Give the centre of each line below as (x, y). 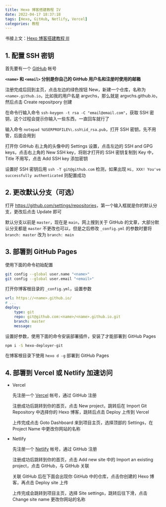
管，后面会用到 (20, 136)
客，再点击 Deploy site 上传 (40, 483)
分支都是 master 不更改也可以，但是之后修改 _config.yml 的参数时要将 (81, 228)
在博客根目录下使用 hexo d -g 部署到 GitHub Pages (57, 355)
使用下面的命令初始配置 (29, 264)
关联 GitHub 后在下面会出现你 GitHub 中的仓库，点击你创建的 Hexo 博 (83, 476)
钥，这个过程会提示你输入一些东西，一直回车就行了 (57, 119)
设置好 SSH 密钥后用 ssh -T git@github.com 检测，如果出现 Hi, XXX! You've (83, 169)
